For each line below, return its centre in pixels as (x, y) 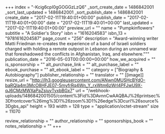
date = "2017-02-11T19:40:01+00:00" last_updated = (100, 23)
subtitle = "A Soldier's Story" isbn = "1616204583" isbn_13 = (66, 33)
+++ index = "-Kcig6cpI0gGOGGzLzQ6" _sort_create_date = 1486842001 (80, 7)
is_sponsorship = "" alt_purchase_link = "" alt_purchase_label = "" (72, 64)
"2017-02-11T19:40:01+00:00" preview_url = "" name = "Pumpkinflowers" (80, 28)
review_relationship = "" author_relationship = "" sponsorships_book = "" (79, 121)
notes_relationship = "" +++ (33, 126)
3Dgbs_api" (17, 106)
